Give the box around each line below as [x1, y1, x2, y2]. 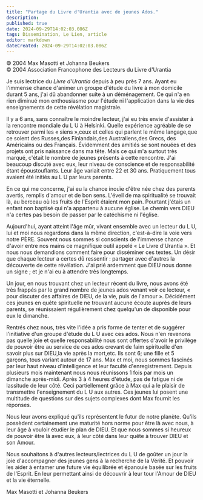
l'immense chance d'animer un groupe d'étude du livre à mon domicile [6, 84, 183, 91]
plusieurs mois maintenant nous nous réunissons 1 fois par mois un [6, 369, 174, 376]
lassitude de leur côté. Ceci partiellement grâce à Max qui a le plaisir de [6, 382, 185, 389]
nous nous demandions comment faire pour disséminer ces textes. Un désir [6, 248, 196, 256]
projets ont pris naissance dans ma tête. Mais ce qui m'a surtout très [6, 147, 178, 155]
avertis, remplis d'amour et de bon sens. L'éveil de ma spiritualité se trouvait [6, 191, 196, 199]
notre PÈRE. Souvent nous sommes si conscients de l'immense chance [6, 235, 184, 243]
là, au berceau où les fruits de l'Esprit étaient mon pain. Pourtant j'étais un [6, 198, 191, 205]
